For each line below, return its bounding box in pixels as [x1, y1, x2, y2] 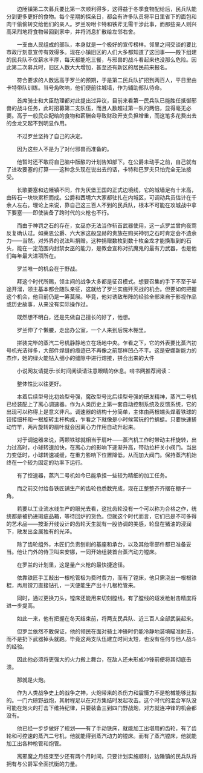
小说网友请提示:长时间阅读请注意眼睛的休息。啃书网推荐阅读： [16, 367, 172, 374]
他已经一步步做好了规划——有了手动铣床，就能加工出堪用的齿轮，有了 [16, 725, 192, 732]
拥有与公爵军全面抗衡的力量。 [6, 760, 80, 768]
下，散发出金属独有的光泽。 [6, 528, 76, 535]
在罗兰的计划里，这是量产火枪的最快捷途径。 [16, 561, 128, 568]
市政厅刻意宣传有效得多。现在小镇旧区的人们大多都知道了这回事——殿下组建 [6, 48, 197, 56]
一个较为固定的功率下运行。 [16, 459, 86, 466]
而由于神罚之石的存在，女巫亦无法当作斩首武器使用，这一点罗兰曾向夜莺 [16, 222, 197, 229]
